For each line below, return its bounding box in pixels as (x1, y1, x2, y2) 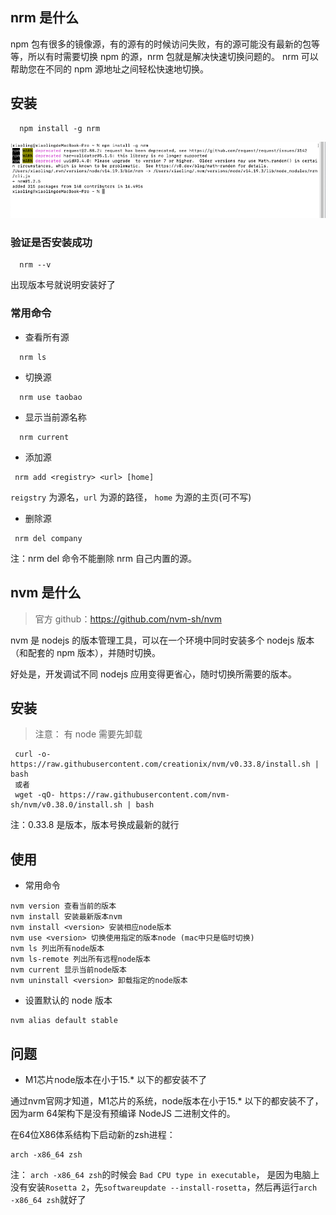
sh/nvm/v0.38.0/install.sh (10, 800, 123, 810)
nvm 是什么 (10, 584, 82, 602)
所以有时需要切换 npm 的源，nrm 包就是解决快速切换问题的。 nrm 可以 (27, 50, 319, 62)
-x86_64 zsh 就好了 (10, 1193, 87, 1205)
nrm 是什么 (10, 9, 79, 27)
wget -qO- (14, 790, 56, 800)
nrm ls (19, 352, 47, 362)
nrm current (19, 432, 70, 442)
